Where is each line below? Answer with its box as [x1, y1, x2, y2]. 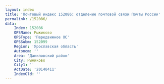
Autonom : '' [14, 48, 39, 53]
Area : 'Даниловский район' [14, 53, 70, 58]
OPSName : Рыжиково [14, 30, 52, 35]
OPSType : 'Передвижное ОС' [14, 35, 70, 40]
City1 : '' [14, 62, 35, 67]
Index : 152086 [14, 26, 43, 31]
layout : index [5, 7, 35, 12]
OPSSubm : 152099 [14, 40, 48, 44]
